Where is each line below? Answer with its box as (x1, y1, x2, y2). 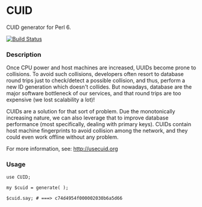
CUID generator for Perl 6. (6, 24, 71, 31)
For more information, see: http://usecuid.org (6, 145, 119, 153)
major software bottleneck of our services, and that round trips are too (6, 90, 181, 97)
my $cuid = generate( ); (6, 185, 69, 191)
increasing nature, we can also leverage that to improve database (6, 114, 169, 121)
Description (6, 50, 42, 59)
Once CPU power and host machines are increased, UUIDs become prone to (6, 64, 197, 71)
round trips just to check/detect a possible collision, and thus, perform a (6, 77, 186, 84)
